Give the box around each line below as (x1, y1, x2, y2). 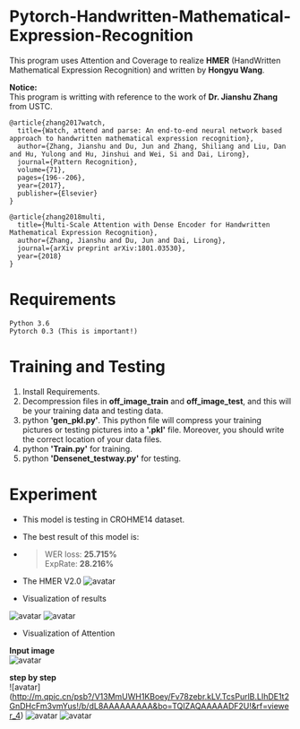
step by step (9, 672, 56, 682)
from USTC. (9, 100, 54, 111)
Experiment (9, 484, 98, 504)
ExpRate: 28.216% (44, 558, 115, 568)
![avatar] (9, 681, 41, 692)
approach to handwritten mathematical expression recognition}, (9, 134, 254, 143)
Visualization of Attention (21, 628, 116, 638)
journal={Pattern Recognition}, (17, 157, 139, 167)
